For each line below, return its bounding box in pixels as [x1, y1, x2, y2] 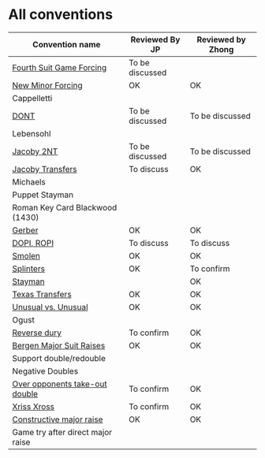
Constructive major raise [12, 414, 103, 425]
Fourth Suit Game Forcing [12, 61, 107, 73]
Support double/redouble [12, 352, 106, 363]
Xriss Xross [12, 400, 55, 411]
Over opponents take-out [12, 378, 108, 389]
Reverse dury [12, 327, 62, 338]
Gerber [12, 225, 39, 236]
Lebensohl [12, 128, 51, 139]
